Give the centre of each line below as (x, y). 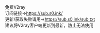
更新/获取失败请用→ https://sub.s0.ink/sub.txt (50, 19)
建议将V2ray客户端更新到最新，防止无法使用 (49, 25)
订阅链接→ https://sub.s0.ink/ (34, 13)
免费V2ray (15, 7)
